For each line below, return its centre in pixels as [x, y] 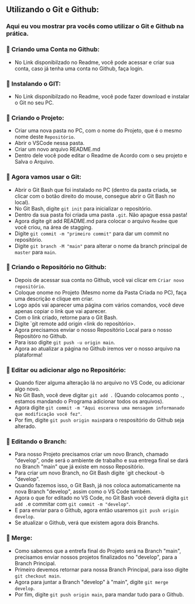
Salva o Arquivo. [34, 162]
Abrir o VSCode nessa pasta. [49, 143]
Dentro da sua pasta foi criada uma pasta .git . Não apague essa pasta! [101, 215]
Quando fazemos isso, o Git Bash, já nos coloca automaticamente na [97, 486]
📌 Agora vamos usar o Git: [44, 177]
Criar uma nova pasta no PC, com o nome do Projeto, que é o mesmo [98, 131]
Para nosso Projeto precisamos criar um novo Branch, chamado [91, 454]
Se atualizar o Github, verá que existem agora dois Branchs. [87, 523]
